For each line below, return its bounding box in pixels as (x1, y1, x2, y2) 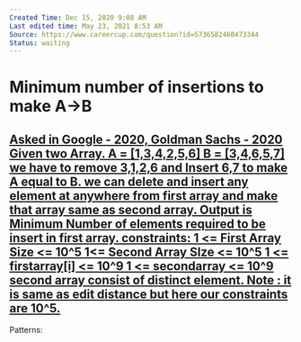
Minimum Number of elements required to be (9, 216, 267, 231)
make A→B (9, 96, 93, 117)
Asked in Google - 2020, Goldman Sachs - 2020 (9, 131, 283, 147)
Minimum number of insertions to (9, 77, 264, 97)
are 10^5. (9, 301, 61, 316)
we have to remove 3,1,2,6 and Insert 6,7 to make (9, 159, 288, 175)
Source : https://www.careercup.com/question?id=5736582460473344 (9, 30, 259, 39)
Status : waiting (9, 38, 70, 48)
